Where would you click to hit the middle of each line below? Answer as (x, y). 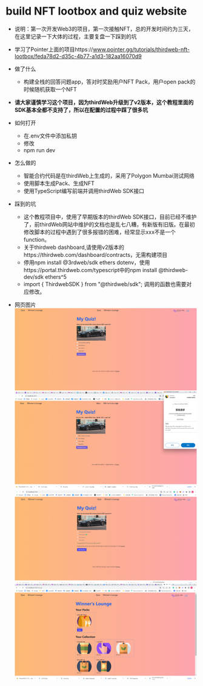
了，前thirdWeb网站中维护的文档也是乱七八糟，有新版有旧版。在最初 (109, 224)
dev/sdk (33, 277)
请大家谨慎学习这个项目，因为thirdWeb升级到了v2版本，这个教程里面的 (104, 102)
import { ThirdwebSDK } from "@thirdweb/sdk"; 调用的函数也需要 (105, 284)
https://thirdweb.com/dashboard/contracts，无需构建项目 (95, 254)
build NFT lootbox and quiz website (96, 11)
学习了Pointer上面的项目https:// (54, 49)
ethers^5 (56, 277)
